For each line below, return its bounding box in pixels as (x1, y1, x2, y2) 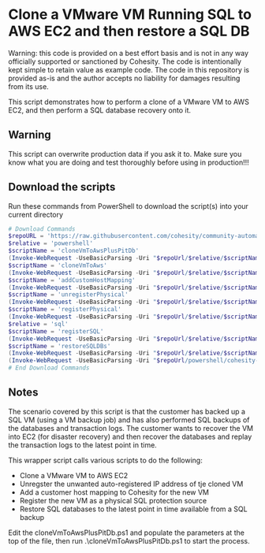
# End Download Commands (8, 364, 90, 372)
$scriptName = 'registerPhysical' (8, 306, 122, 314)
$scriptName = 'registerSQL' (8, 327, 104, 336)
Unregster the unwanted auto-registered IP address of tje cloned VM (19, 479, 244, 488)
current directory (8, 210, 64, 219)
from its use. (8, 81, 49, 91)
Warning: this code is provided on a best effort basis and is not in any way (8, 48, 249, 58)
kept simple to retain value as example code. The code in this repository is (8, 65, 250, 74)
